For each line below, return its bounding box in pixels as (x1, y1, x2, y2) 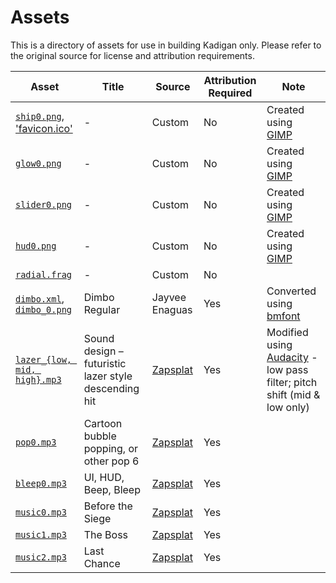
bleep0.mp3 (15, 477, 67, 489)
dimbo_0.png (15, 304, 73, 315)
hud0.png (15, 240, 57, 251)
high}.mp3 (15, 374, 62, 385)
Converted (266, 284, 317, 298)
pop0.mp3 (15, 436, 57, 448)
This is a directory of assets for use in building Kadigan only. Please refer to (10, 39, 322, 51)
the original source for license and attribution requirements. (10, 49, 255, 61)
